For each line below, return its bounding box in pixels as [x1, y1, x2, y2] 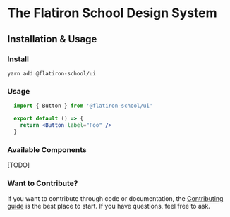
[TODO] [7, 161, 30, 169]
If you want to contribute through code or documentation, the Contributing [7, 194, 224, 203]
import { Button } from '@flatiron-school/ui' [13, 102, 153, 110]
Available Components [7, 144, 87, 154]
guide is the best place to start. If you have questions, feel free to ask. [7, 202, 210, 211]
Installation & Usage [7, 33, 97, 45]
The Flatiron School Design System [7, 5, 217, 21]
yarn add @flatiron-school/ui [7, 70, 97, 77]
